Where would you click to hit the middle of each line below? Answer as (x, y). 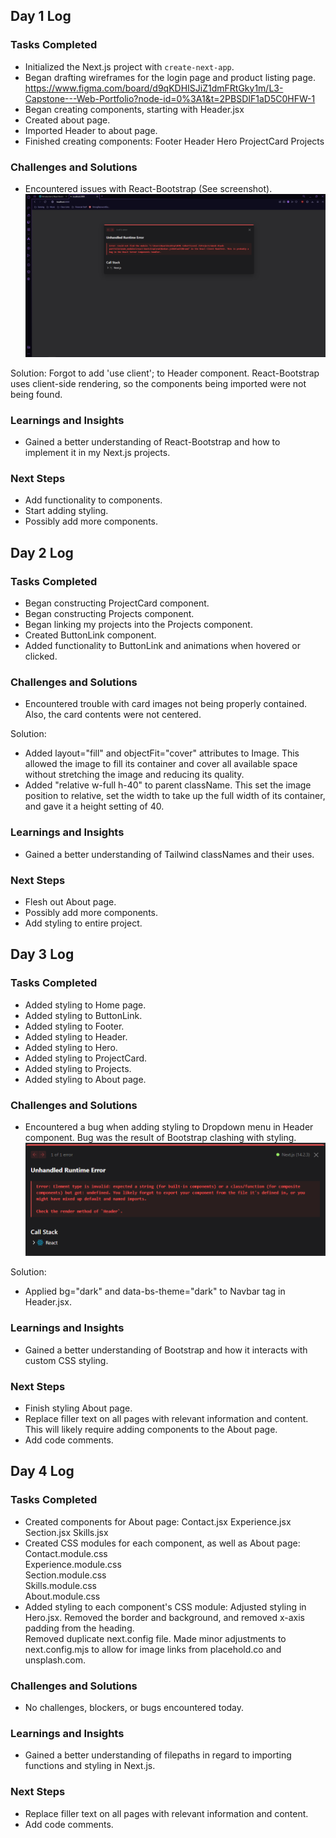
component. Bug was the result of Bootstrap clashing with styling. (160, 1137)
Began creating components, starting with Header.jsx (134, 109)
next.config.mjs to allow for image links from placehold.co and (153, 1649)
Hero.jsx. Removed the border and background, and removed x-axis (164, 1617)
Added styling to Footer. (74, 1026)
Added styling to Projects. (78, 1068)
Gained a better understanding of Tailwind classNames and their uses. (169, 854)
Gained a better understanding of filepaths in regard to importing (158, 1755)
